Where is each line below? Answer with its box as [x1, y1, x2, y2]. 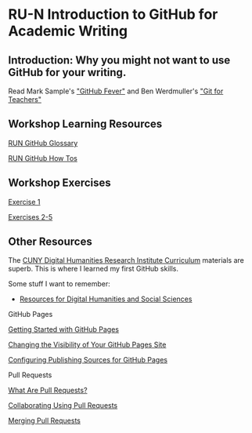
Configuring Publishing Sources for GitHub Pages [8, 355, 168, 365]
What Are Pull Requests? [8, 386, 88, 395]
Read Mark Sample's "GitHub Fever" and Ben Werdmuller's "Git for [8, 86, 224, 96]
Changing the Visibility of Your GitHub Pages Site [8, 340, 167, 350]
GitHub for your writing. [8, 65, 127, 79]
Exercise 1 [8, 197, 41, 206]
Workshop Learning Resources [8, 118, 163, 131]
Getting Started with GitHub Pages [8, 325, 120, 334]
